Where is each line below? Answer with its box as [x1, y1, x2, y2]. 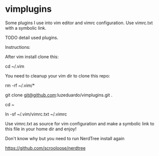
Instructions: [5, 44, 31, 50]
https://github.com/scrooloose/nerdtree [5, 145, 86, 151]
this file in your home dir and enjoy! [5, 126, 77, 132]
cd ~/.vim [5, 63, 25, 69]
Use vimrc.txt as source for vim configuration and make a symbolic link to [5, 120, 155, 126]
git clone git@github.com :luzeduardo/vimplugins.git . [5, 92, 113, 98]
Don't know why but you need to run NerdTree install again [5, 135, 125, 141]
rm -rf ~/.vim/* [5, 82, 35, 88]
